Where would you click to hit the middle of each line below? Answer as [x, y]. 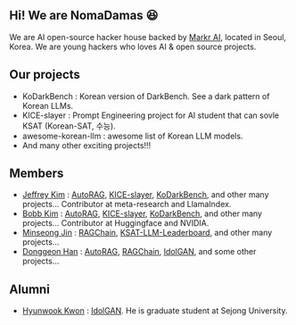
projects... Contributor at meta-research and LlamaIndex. [127, 204]
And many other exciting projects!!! [86, 145]
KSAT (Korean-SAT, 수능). [69, 126]
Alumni [30, 289]
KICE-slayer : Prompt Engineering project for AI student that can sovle [151, 115]
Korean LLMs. [48, 105]
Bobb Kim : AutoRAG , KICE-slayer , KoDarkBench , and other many [142, 213]
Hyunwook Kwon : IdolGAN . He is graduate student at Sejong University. [155, 311]
